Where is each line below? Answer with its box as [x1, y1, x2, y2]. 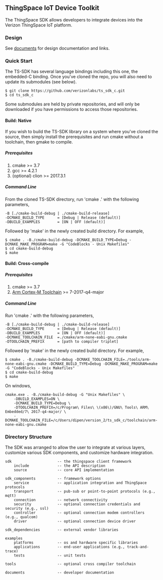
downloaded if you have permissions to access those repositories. [5, 106, 138, 112]
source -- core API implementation [14, 468, 114, 473]
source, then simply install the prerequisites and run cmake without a [5, 134, 144, 140]
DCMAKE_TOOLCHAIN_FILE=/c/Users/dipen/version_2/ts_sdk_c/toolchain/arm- [5, 418, 158, 423]
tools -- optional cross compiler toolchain [5, 561, 136, 567]
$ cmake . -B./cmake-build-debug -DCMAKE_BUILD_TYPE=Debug [5, 237, 127, 242]
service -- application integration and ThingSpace [14, 480, 147, 485]
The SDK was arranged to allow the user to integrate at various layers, [5, 444, 146, 451]
